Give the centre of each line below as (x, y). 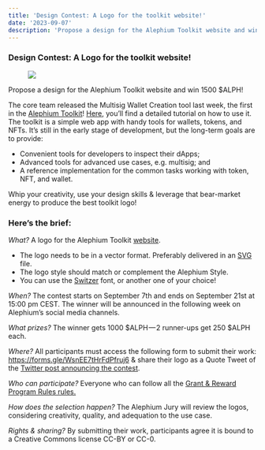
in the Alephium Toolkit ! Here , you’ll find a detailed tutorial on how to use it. (130, 113)
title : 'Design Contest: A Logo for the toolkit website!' (107, 15)
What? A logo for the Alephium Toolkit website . (85, 240)
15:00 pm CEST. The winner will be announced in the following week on (125, 303)
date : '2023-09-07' (40, 23)
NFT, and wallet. (46, 179)
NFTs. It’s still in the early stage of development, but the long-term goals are (132, 130)
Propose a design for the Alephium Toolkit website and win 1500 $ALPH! (126, 89)
